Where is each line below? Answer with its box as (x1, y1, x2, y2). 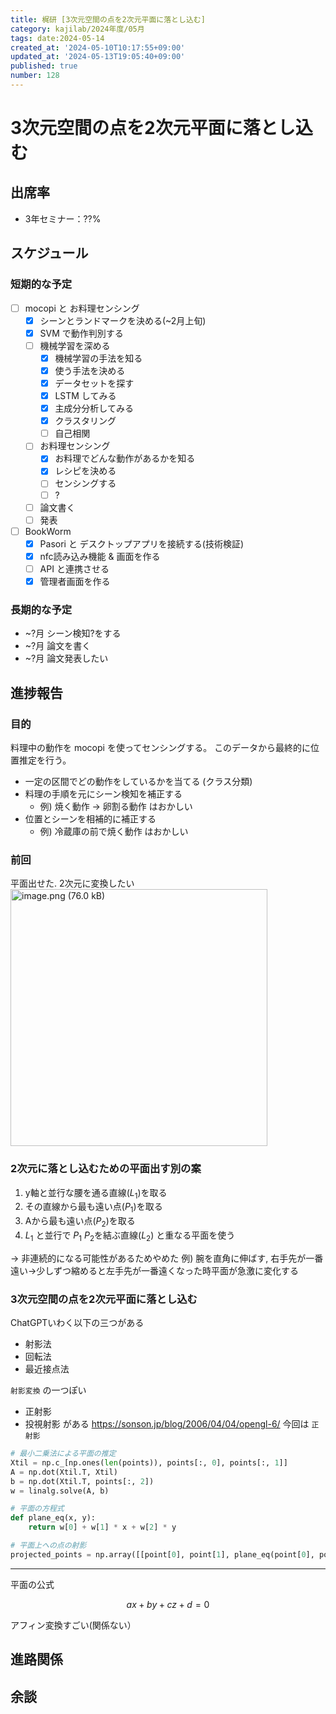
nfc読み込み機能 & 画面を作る (39, 550, 161, 562)
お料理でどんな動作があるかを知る (54, 452, 196, 465)
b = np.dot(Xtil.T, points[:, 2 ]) (10, 1476, 155, 1486)
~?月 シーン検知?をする (24, 627, 122, 640)
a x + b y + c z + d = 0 (126, 1598, 210, 1610)
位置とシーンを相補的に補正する (24, 812, 157, 825)
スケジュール (10, 245, 89, 262)
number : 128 (10, 71, 60, 81)
